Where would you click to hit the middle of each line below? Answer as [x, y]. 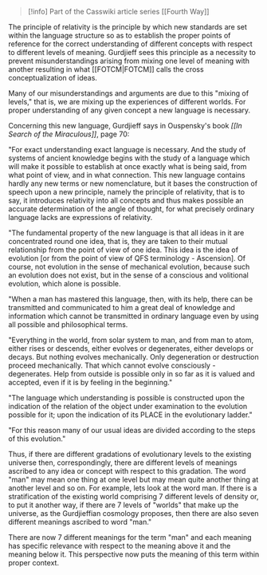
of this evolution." [37, 439]
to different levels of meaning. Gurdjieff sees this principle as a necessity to [132, 52]
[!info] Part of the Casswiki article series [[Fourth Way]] [118, 12]
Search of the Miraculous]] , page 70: [69, 134]
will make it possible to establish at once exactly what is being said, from [128, 166]
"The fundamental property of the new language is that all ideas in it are [126, 233]
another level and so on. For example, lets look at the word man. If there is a [133, 488]
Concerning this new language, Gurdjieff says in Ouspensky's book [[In [126, 126]
